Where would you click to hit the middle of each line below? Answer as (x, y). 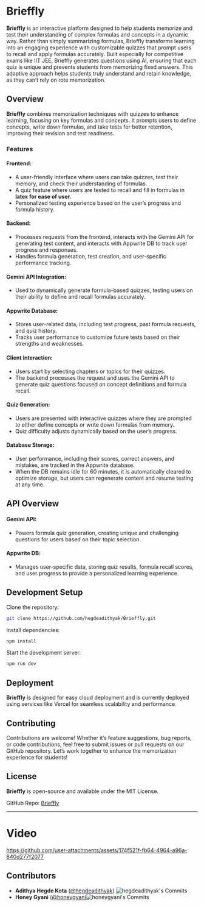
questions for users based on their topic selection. (78, 539)
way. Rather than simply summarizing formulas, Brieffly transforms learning (101, 41)
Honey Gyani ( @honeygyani (50, 897)
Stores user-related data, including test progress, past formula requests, (105, 324)
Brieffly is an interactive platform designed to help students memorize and (100, 28)
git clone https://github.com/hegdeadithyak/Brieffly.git (81, 618)
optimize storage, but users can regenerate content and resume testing (104, 478)
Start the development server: (44, 653)
